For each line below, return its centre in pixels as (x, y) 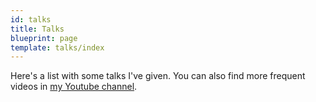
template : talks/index (57, 47)
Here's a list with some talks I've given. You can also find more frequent (158, 76)
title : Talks (37, 29)
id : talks (31, 19)
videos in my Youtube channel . (74, 87)
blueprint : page (44, 38)
